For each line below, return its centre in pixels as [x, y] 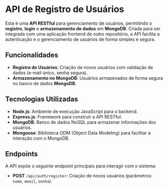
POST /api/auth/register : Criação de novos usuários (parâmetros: [82, 176]
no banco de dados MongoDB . [45, 83]
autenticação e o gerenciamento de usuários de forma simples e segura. [80, 39]
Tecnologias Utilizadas [42, 99]
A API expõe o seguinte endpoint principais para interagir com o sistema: [81, 166]
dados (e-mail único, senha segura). [50, 73]
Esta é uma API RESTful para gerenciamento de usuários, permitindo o [79, 23]
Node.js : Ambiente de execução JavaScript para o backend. [75, 111]
